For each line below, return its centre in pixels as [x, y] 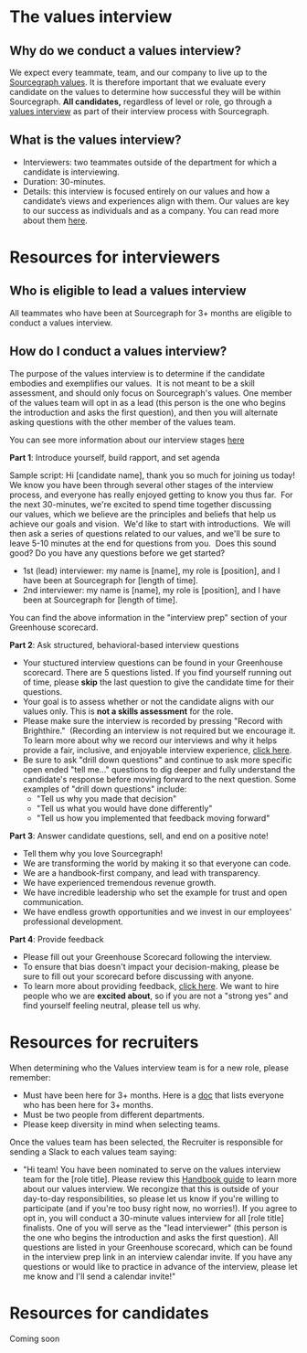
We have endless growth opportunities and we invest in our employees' [157, 911]
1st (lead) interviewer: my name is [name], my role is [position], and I [151, 570]
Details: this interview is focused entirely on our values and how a [146, 191]
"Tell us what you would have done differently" [124, 808]
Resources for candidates [109, 1313]
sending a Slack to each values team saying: [93, 1151]
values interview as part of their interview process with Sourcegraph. [139, 111]
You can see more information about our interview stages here [127, 440]
